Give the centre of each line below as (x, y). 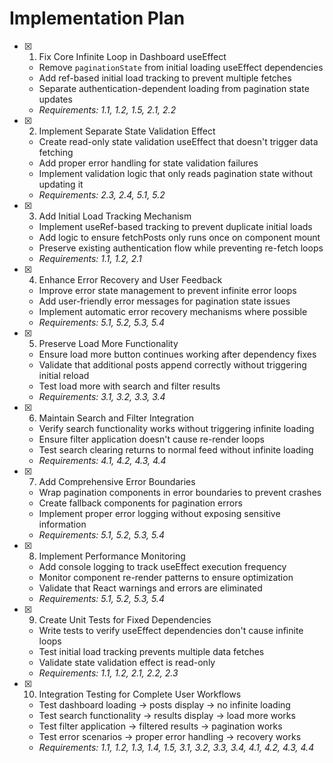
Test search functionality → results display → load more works (167, 715)
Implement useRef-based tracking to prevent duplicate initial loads (175, 226)
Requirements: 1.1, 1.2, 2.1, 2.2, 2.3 (108, 673)
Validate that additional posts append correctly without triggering (172, 364)
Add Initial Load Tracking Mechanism (115, 216)
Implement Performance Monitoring (112, 556)
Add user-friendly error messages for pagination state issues (164, 301)
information (62, 524)
